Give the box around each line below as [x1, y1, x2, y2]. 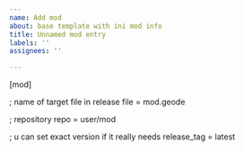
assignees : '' [9, 47, 63, 56]
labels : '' [9, 38, 50, 48]
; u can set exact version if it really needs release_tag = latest [9, 131, 236, 142]
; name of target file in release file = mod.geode [9, 96, 186, 108]
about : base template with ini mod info [9, 22, 163, 31]
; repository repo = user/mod [9, 114, 117, 125]
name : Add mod [9, 13, 63, 22]
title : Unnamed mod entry [9, 30, 106, 39]
